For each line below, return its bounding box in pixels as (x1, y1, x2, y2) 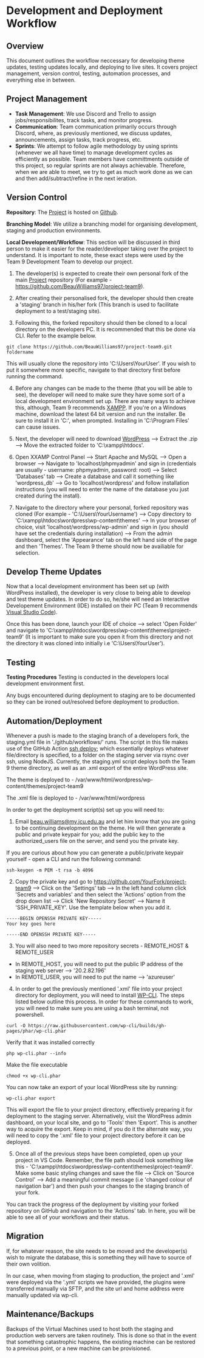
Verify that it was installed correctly (6, 1039, 95, 1046)
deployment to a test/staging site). (15, 307, 101, 314)
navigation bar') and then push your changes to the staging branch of (15, 1182, 189, 1190)
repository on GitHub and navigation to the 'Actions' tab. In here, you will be (6, 1207, 195, 1214)
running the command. (6, 372, 63, 380)
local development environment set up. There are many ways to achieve (15, 397, 195, 404)
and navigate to (6, 627, 46, 634)
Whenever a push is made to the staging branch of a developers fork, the (6, 732, 189, 740)
